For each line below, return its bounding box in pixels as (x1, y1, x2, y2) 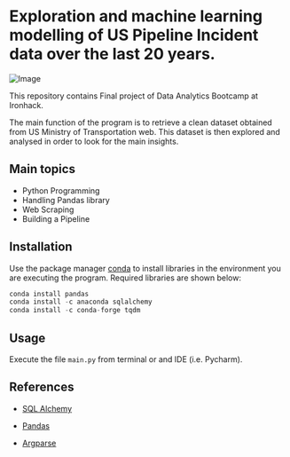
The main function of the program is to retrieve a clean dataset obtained (9, 117, 272, 128)
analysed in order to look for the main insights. (9, 136, 179, 146)
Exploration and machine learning (9, 6, 263, 27)
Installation (9, 240, 73, 255)
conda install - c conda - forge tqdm (9, 306, 141, 315)
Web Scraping (21, 204, 74, 215)
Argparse (21, 437, 57, 448)
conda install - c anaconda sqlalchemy (9, 297, 153, 307)
